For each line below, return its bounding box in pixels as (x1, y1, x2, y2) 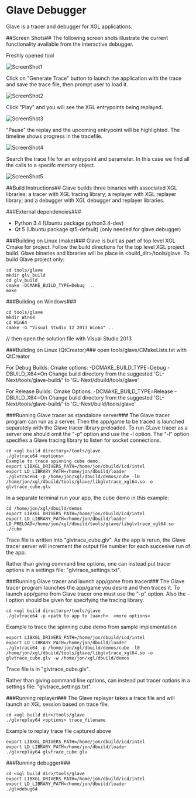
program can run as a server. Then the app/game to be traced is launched (6, 418, 184, 425)
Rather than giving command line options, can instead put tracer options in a (6, 677, 190, 684)
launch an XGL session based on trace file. (6, 701, 109, 708)
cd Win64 (6, 319, 27, 326)
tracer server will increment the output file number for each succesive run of (6, 542, 191, 549)
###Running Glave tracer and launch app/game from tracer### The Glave (6, 577, 185, 584)
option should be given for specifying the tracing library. (8, 596, 145, 603)
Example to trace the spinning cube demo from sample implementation (6, 623, 177, 630)
